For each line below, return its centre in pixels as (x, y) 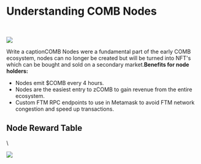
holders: (17, 71)
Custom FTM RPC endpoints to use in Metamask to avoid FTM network (105, 102)
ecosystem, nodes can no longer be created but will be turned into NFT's (99, 58)
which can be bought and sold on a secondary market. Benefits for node (98, 64)
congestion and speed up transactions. (65, 109)
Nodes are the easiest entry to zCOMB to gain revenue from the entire (104, 89)
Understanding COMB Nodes (82, 11)
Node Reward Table (44, 128)
